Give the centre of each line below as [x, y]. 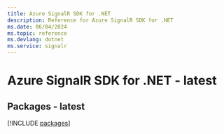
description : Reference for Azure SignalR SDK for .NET [90, 20]
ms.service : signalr [37, 46]
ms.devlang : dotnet [36, 40]
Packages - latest [46, 106]
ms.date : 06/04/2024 [37, 27]
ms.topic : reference [37, 33]
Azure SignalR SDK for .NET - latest [112, 81]
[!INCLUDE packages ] [39, 123]
